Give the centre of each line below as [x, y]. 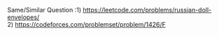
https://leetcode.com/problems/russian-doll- [147, 10]
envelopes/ [23, 17]
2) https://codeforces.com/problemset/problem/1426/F [87, 24]
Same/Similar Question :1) [44, 10]
